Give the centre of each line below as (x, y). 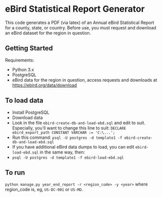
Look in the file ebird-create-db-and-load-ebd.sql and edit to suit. (79, 123)
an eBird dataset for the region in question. (48, 33)
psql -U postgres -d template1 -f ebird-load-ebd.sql (68, 157)
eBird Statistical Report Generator (75, 9)
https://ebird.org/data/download (44, 85)
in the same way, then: (62, 152)
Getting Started (29, 48)
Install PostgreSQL (31, 112)
